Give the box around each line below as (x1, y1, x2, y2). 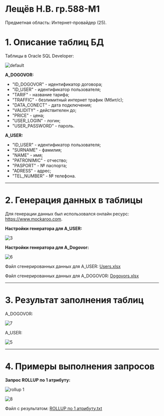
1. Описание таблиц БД (5, 37, 104, 48)
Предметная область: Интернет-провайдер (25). (5, 20, 107, 25)
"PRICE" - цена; (12, 112, 45, 118)
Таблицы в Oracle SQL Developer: (5, 53, 74, 59)
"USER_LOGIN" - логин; (12, 117, 61, 123)
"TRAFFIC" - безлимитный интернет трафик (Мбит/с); (12, 97, 123, 103)
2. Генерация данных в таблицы (5, 195, 143, 206)
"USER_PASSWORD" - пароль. (12, 123, 75, 129)
